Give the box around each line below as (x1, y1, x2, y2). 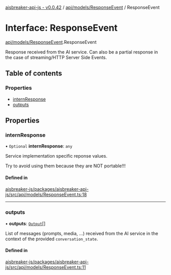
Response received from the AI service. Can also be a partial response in (5, 48, 158, 55)
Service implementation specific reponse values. (5, 153, 108, 159)
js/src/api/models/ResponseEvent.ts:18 (5, 191, 87, 197)
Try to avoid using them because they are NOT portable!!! (5, 163, 126, 169)
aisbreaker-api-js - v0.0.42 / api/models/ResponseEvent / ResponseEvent (5, 5, 160, 10)
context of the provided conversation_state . (5, 236, 98, 242)
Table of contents (5, 69, 62, 78)
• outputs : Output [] (5, 220, 46, 227)
